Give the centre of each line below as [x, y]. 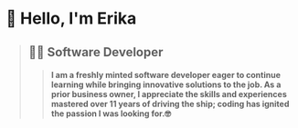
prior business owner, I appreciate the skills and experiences [169, 94]
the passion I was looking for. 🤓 [111, 113]
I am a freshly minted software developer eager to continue [166, 75]
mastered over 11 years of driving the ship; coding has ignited [170, 104]
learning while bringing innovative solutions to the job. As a [166, 84]
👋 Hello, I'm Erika [71, 19]
